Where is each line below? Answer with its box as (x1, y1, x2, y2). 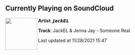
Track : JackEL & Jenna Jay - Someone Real (38, 28, 130, 34)
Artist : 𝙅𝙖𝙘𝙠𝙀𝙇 (38, 17, 70, 23)
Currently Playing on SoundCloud (5, 4, 114, 13)
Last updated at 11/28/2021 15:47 (38, 37, 107, 43)
